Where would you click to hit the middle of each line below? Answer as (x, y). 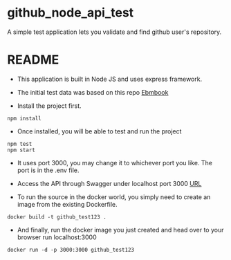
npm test (20, 144)
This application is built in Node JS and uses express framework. (110, 79)
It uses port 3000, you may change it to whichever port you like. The (115, 162)
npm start (21, 150)
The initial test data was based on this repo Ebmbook (93, 92)
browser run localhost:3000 (57, 237)
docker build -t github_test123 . (57, 217)
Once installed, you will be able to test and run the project (99, 131)
